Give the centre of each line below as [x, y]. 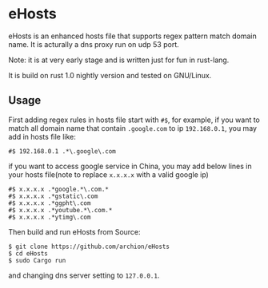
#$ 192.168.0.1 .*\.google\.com [62, 151]
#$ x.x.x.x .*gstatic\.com [53, 196]
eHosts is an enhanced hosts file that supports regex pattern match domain [133, 36]
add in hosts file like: [42, 136]
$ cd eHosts [28, 253]
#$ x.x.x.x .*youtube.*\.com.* [60, 210]
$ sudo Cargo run [37, 260]
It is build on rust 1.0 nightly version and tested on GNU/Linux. [110, 75]
